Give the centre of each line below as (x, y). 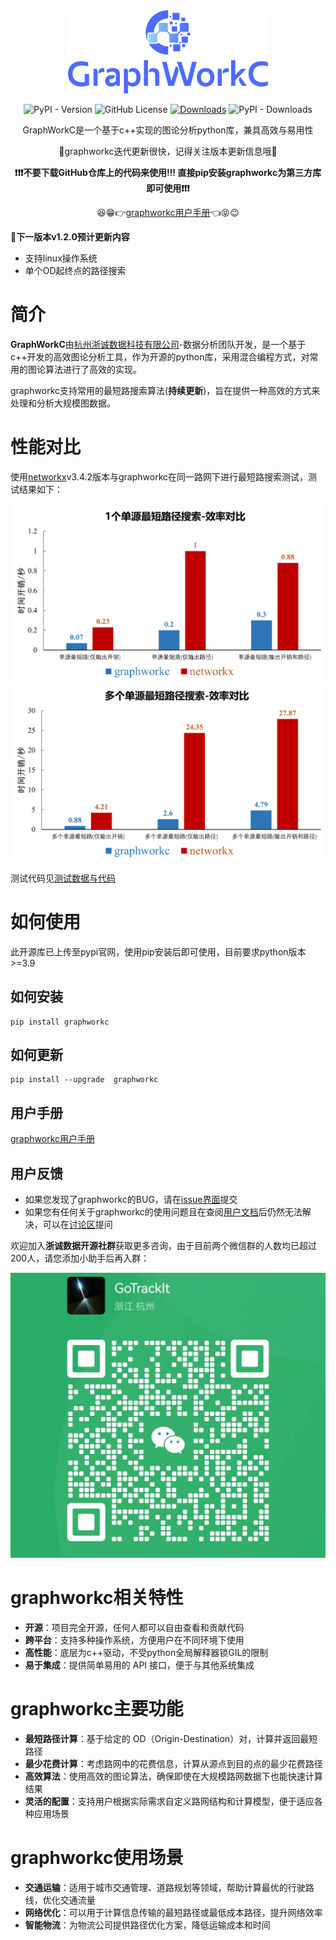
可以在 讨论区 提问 (77, 1224)
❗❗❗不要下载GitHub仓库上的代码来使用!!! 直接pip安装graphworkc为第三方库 (168, 173)
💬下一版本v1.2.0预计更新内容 (70, 237)
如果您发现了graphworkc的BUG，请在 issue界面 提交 (131, 1199)
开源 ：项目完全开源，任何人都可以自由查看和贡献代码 (134, 1628)
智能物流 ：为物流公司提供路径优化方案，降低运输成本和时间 (147, 1925)
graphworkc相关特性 (97, 1598)
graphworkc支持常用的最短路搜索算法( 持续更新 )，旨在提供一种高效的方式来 (165, 391)
